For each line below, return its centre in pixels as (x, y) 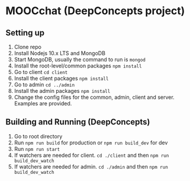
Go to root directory (38, 136)
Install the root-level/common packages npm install (78, 66)
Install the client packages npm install (61, 78)
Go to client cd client (41, 72)
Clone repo (28, 47)
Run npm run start (37, 148)
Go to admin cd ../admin (44, 85)
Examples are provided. (43, 104)
